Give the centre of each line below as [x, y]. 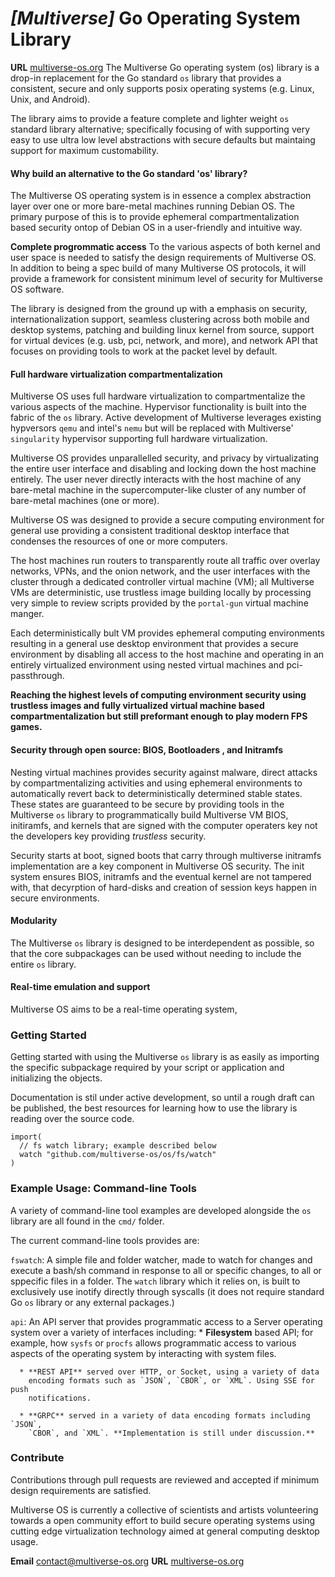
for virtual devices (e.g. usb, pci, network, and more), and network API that [164, 341]
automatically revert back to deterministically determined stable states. [156, 793]
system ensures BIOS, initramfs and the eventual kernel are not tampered [161, 876]
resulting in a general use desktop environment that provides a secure [154, 644]
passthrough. [37, 676]
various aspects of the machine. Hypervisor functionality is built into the [158, 407]
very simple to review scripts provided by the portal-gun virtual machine [159, 603]
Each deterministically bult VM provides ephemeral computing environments [167, 633]
